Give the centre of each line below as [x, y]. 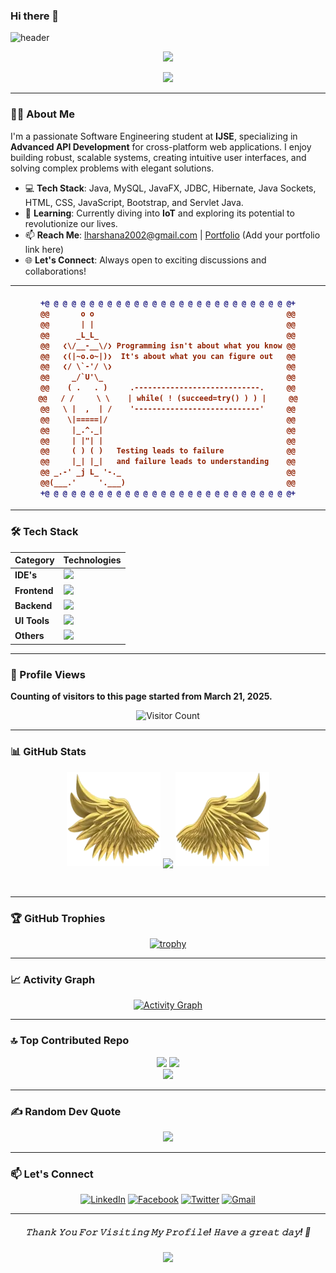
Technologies [92, 560]
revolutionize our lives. [71, 223]
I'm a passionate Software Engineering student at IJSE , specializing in [154, 136]
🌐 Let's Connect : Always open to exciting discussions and [145, 260]
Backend [33, 605]
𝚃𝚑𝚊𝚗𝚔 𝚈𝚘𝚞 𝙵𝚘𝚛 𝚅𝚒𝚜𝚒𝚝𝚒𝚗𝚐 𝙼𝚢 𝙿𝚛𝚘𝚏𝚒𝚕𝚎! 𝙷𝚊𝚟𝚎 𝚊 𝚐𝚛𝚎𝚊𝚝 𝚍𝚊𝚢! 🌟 [168, 1231]
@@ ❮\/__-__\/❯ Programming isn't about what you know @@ [168, 345]
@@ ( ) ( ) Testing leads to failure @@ [168, 451]
